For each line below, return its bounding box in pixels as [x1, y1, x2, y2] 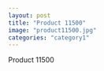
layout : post [8, 11, 51, 20]
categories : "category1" [8, 33, 90, 42]
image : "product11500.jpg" [8, 26, 97, 34]
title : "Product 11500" [8, 19, 87, 27]
